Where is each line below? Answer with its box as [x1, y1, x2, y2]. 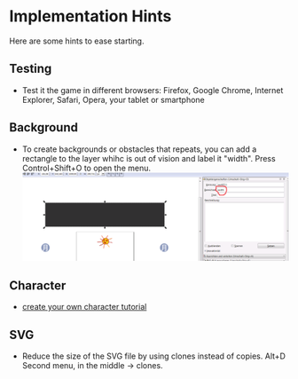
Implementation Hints [9, 6, 172, 27]
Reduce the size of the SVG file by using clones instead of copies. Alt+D [21, 351, 286, 361]
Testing [9, 61, 52, 76]
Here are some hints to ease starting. [9, 36, 145, 46]
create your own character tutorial [21, 302, 147, 312]
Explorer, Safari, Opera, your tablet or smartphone [21, 94, 206, 105]
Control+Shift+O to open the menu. [21, 162, 152, 173]
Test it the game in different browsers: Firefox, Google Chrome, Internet [21, 84, 284, 95]
